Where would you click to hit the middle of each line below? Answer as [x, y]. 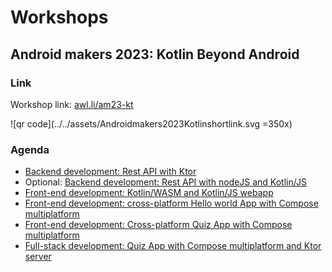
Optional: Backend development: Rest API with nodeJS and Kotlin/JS [165, 182]
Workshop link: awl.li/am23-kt [72, 104]
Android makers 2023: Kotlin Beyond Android [155, 54]
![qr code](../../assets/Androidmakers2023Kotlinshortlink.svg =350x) [151, 123]
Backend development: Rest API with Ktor [110, 172]
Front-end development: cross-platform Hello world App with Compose [171, 203]
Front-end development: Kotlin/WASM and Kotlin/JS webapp [149, 193]
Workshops [59, 17]
